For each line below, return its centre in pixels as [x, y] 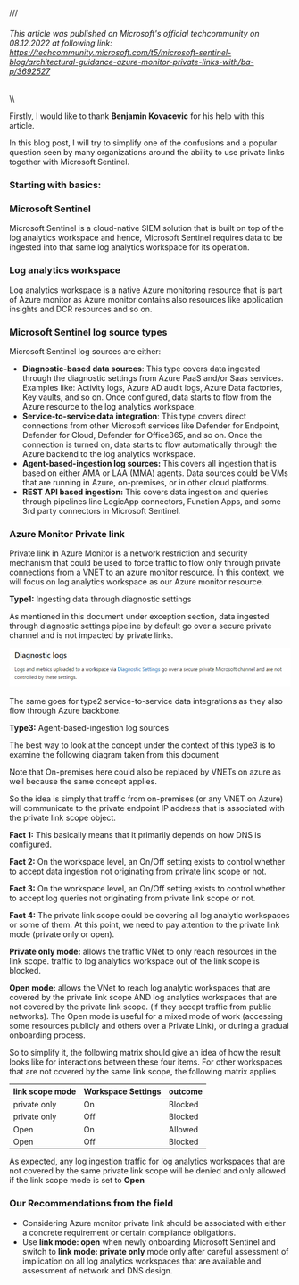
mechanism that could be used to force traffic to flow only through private [145, 563]
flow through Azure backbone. [65, 711]
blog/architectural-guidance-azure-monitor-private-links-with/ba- [132, 62]
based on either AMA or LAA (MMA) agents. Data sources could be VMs [155, 473]
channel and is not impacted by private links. [91, 635]
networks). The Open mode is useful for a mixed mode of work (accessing [146, 1016]
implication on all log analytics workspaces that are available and [141, 1261]
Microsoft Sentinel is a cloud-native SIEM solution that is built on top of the [146, 228]
